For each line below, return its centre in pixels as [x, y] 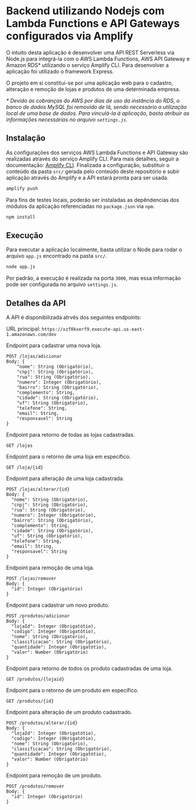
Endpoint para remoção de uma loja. [50, 568]
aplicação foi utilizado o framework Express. [60, 71]
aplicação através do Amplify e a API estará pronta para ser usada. [87, 177]
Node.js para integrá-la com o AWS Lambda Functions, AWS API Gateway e [98, 59]
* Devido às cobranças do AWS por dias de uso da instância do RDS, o [93, 100]
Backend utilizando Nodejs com [85, 11]
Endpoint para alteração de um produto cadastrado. [69, 712]
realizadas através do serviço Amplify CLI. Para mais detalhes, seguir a [92, 159]
